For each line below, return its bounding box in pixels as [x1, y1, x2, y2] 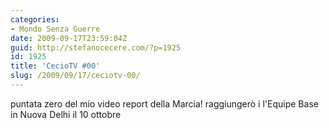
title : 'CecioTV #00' [10, 61, 101, 71]
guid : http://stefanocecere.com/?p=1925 [10, 42, 182, 53]
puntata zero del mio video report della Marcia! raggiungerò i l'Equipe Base [10, 97, 319, 110]
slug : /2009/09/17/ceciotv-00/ [10, 71, 141, 81]
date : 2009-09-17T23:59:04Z [10, 33, 128, 43]
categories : [10, 14, 60, 25]
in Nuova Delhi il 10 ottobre [10, 108, 122, 120]
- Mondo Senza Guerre [10, 24, 101, 34]
